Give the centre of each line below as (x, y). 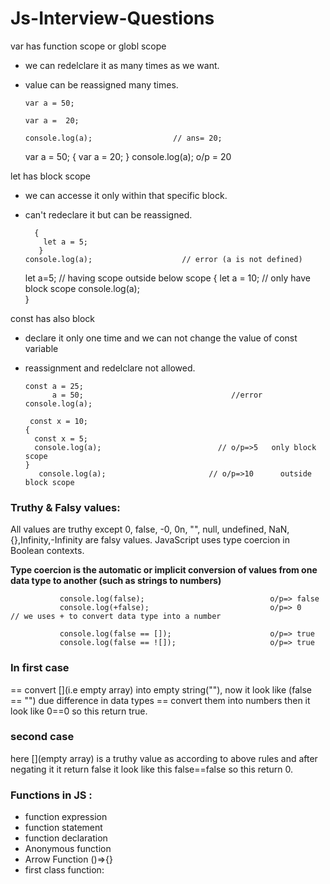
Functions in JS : (51, 795)
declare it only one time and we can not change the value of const (161, 338)
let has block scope (51, 176)
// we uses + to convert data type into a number (116, 617)
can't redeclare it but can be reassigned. (108, 214)
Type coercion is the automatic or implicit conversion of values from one (164, 570)
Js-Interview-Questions (112, 18)
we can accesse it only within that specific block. (126, 195)
